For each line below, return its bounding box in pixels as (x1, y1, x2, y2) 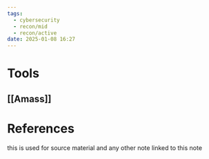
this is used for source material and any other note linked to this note (7, 143, 202, 152)
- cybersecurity (13, 17, 60, 24)
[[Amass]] (7, 93, 52, 104)
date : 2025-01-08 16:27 (7, 36, 76, 43)
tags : (7, 10, 23, 17)
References (7, 120, 74, 136)
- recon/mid (13, 23, 48, 30)
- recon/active (13, 29, 57, 37)
